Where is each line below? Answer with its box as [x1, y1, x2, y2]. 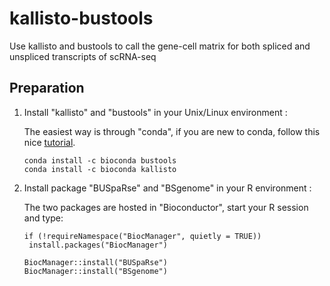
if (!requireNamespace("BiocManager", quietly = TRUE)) [23, 231, 262, 241]
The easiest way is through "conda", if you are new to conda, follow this [23, 125, 321, 137]
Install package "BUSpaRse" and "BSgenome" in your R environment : [23, 182, 312, 194]
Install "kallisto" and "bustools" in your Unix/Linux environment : [23, 106, 288, 118]
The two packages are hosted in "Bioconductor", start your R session [23, 201, 309, 213]
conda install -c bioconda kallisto [23, 164, 177, 174]
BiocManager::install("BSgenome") [23, 266, 168, 276]
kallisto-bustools [9, 7, 154, 30]
